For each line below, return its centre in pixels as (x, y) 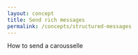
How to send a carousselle (45, 46)
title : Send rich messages (46, 20)
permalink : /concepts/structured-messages (69, 26)
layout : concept (31, 13)
